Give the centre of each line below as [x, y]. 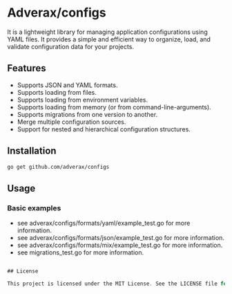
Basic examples [34, 208]
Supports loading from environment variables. [83, 100]
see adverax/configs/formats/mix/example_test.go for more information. [120, 245]
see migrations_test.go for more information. [80, 252]
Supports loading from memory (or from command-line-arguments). [114, 107]
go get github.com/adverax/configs [58, 167]
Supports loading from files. [57, 92]
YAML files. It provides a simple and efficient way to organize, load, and [109, 39]
